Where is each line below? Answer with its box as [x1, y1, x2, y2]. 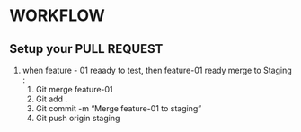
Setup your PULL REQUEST [9, 41, 164, 57]
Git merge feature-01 [35, 84, 114, 94]
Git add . [35, 93, 67, 104]
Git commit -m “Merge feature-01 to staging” [35, 103, 202, 113]
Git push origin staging [35, 113, 120, 123]
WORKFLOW [9, 5, 105, 26]
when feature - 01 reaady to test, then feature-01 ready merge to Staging [22, 65, 292, 75]
